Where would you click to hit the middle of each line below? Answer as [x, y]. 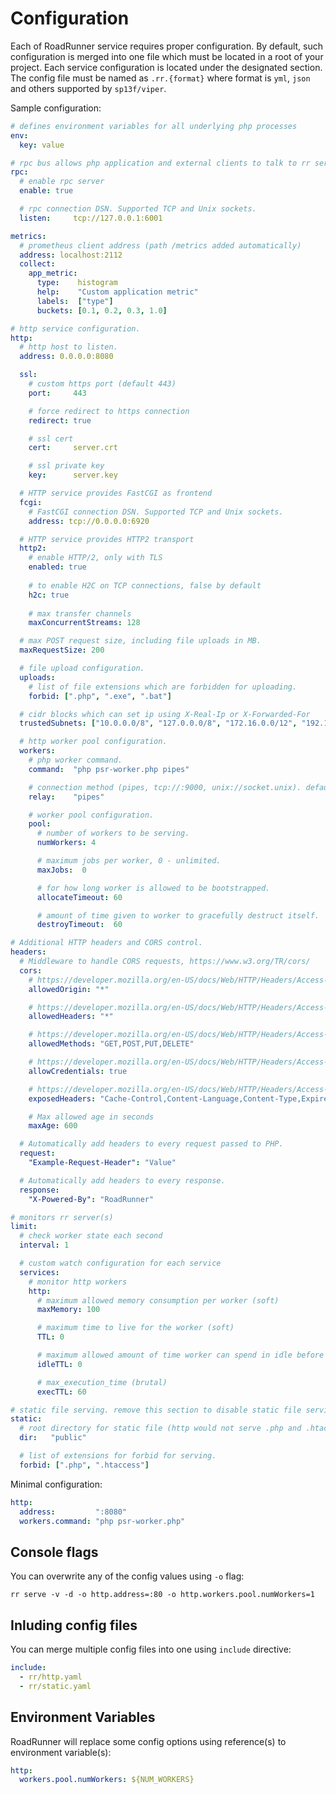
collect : [37, 264]
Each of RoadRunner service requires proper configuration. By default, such [167, 46]
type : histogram [77, 283]
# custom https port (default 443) [102, 384]
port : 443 [57, 393]
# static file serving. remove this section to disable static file [156, 1410]
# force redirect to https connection [109, 411]
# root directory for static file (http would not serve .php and [160, 1428]
